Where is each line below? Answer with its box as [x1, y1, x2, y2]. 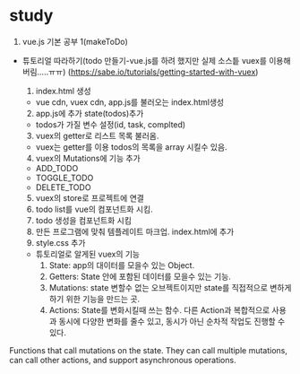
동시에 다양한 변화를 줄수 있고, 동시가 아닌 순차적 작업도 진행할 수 [58, 316, 286, 326]
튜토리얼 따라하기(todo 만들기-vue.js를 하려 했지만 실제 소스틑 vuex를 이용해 [21, 55, 291, 65]
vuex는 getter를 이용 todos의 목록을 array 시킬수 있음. [35, 141, 227, 152]
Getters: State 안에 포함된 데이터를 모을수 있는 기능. [48, 271, 231, 282]
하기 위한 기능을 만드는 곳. [48, 293, 141, 304]
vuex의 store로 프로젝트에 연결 [35, 192, 145, 203]
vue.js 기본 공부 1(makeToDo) [21, 36, 128, 47]
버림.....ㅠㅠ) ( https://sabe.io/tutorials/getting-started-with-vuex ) [21, 66, 259, 77]
